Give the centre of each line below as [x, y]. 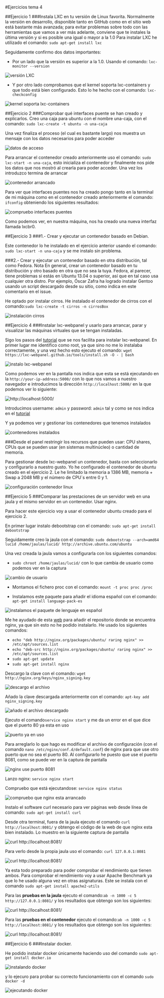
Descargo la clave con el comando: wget [45, 673]
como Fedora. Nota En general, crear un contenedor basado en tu [71, 266]
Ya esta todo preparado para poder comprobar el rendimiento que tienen [78, 870]
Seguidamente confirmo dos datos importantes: [53, 52]
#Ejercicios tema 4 [24, 7]
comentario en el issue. [29, 292]
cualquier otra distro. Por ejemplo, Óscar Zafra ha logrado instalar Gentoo [79, 281]
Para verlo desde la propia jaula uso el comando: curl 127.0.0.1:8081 [75, 851]
